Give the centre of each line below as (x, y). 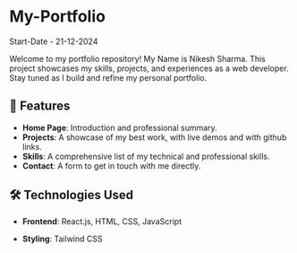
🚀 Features (40, 106)
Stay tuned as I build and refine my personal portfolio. (108, 77)
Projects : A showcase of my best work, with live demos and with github (154, 137)
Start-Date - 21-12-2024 (54, 41)
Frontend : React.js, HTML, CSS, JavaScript (102, 221)
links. (32, 146)
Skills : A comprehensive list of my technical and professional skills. (146, 156)
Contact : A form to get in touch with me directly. (111, 166)
